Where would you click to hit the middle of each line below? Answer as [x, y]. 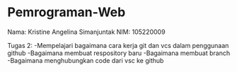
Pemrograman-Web [67, 12]
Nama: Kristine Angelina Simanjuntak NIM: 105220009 [86, 32]
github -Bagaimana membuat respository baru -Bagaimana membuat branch [119, 53]
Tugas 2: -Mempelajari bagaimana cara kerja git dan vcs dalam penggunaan [118, 45]
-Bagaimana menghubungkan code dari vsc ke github [86, 60]
